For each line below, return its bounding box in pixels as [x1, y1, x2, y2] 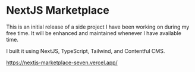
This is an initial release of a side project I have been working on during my [6, 23, 190, 30]
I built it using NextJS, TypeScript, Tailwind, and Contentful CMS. [6, 47, 165, 54]
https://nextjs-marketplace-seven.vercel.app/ [6, 59, 118, 66]
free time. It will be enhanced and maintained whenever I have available [6, 29, 181, 36]
